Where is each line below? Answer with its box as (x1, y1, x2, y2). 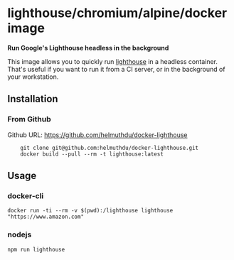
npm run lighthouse (7, 246, 65, 253)
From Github (7, 114, 51, 124)
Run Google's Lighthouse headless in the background (7, 43, 169, 52)
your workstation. (7, 72, 59, 81)
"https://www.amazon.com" (7, 213, 84, 221)
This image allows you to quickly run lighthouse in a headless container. (7, 57, 218, 65)
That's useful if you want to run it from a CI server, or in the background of (7, 65, 225, 73)
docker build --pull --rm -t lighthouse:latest (20, 151, 164, 158)
